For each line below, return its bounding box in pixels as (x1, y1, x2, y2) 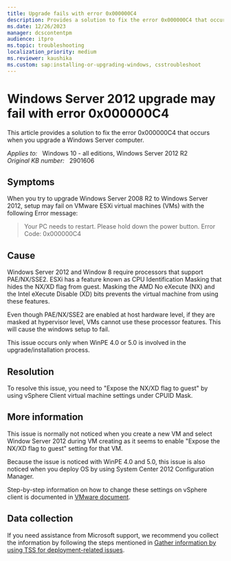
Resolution (7, 366, 54, 377)
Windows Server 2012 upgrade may (7, 91, 216, 107)
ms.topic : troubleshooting (7, 42, 85, 49)
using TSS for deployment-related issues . (7, 545, 125, 554)
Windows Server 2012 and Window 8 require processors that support (7, 268, 203, 276)
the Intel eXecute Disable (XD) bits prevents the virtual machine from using (7, 290, 219, 298)
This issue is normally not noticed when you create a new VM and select (7, 430, 212, 438)
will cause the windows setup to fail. (7, 325, 110, 334)
